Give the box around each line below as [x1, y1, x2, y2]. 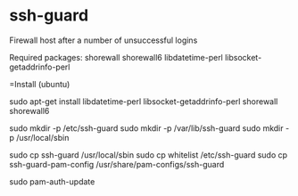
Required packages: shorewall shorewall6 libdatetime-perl [9, 52, 223, 62]
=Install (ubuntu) [9, 78, 70, 89]
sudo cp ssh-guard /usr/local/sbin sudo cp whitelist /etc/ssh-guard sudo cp [9, 149, 288, 160]
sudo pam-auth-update [9, 176, 95, 187]
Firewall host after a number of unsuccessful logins [9, 35, 198, 45]
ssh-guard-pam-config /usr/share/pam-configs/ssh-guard [9, 159, 225, 169]
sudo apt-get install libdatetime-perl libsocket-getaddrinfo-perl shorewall [9, 95, 278, 107]
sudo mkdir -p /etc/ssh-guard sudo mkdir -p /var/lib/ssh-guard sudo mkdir [9, 122, 284, 134]
